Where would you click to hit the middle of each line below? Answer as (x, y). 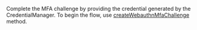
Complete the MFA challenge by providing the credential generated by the (98, 9)
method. (17, 21)
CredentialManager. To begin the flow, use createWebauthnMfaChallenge (98, 15)
